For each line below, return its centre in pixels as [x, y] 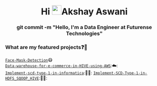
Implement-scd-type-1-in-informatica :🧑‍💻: [49, 73]
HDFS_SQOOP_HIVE [22, 78]
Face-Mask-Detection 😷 [29, 60]
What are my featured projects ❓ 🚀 [46, 47]
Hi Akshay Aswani [84, 12]
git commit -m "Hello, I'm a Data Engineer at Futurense [84, 27]
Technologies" [84, 33]
